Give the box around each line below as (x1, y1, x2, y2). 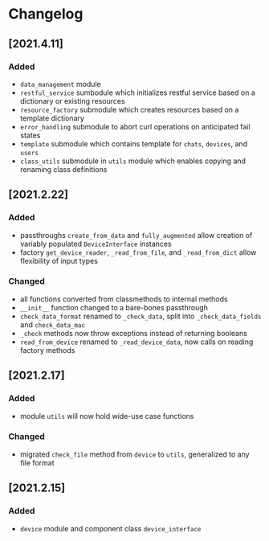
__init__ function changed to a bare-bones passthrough (19, 302, 209, 312)
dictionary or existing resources (19, 96, 126, 105)
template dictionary (19, 113, 84, 123)
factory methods (19, 345, 75, 355)
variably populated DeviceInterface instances (19, 239, 172, 248)
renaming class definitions (19, 164, 108, 174)
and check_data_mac (19, 319, 86, 330)
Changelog (8, 5, 84, 23)
